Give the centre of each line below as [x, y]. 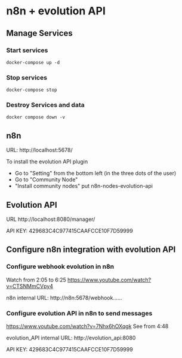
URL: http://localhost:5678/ [39, 150]
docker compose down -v [36, 117]
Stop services [27, 77]
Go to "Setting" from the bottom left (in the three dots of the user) [95, 173]
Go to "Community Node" [46, 180]
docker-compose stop [32, 90]
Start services [27, 50]
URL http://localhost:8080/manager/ [51, 219]
